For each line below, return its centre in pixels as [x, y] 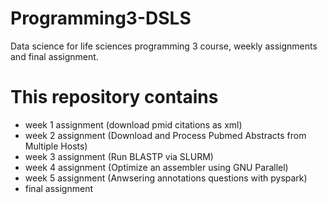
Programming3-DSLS [101, 18]
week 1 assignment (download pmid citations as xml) [133, 124]
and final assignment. [54, 56]
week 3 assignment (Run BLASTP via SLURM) [119, 156]
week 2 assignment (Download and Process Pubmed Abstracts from [165, 135]
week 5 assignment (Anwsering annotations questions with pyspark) [166, 178]
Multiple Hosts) [56, 146]
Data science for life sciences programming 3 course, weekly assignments [164, 46]
